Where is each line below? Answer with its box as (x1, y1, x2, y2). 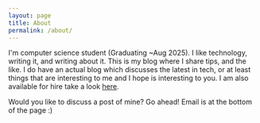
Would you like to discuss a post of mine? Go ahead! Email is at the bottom (8, 97, 253, 107)
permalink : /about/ (8, 26, 73, 34)
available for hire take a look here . (8, 82, 119, 91)
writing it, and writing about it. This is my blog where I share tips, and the (8, 56, 246, 66)
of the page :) (8, 106, 53, 115)
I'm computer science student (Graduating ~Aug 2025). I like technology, (8, 48, 248, 58)
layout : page (8, 11, 52, 20)
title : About (8, 19, 52, 27)
